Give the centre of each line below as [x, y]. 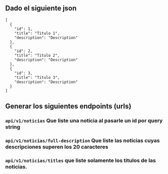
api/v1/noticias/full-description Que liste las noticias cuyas [83, 141]
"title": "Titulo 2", [37, 55]
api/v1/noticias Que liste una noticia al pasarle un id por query [84, 121]
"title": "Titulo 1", [37, 33]
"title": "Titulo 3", [37, 77]
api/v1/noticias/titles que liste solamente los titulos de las [80, 160]
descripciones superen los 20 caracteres [57, 147]
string [13, 127]
